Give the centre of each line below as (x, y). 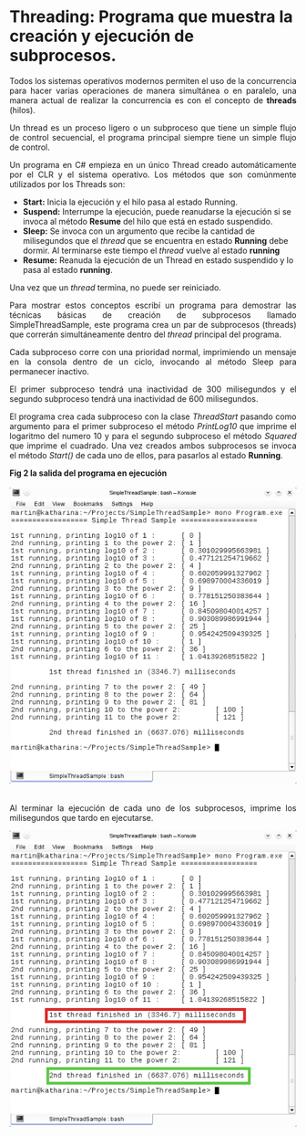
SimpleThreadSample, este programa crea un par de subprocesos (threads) (153, 324)
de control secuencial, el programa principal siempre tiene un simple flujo (153, 137)
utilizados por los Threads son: (67, 184)
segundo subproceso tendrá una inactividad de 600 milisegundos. (134, 398)
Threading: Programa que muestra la (151, 17)
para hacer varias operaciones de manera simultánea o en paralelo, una (153, 90)
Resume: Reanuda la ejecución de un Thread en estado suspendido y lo (158, 260)
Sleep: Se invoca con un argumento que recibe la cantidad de (138, 231)
